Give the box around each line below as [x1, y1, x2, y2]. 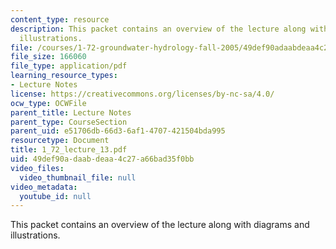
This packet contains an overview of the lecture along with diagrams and [10, 219, 310, 231]
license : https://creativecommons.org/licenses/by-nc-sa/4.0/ [10, 89, 275, 99]
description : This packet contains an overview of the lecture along [10, 24, 307, 34]
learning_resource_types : [10, 71, 118, 81]
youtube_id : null [19, 191, 92, 201]
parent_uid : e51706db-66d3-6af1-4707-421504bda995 [10, 126, 226, 136]
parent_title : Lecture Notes [10, 107, 132, 118]
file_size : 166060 [10, 52, 87, 62]
